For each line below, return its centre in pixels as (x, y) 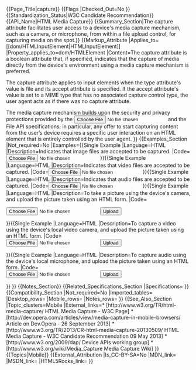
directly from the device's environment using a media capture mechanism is (97, 65)
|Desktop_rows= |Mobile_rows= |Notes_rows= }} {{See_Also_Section (89, 299)
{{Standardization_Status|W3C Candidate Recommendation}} (80, 15)
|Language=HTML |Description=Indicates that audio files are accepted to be (98, 179)
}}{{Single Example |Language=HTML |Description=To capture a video (91, 223)
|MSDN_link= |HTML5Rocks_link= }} (50, 361)
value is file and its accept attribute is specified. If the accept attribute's (92, 89)
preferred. (18, 71)
